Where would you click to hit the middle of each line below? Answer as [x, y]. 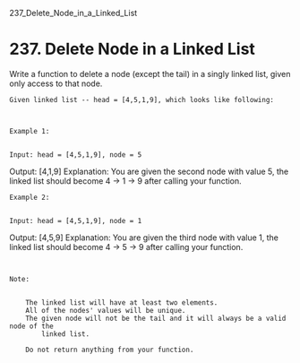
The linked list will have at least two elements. [122, 302]
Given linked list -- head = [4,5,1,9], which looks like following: [142, 99]
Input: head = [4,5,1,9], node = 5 [76, 155]
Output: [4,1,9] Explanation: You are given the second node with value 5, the [149, 171]
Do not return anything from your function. [110, 350]
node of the [31, 326]
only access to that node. [56, 83]
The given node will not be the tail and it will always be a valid [156, 318]
